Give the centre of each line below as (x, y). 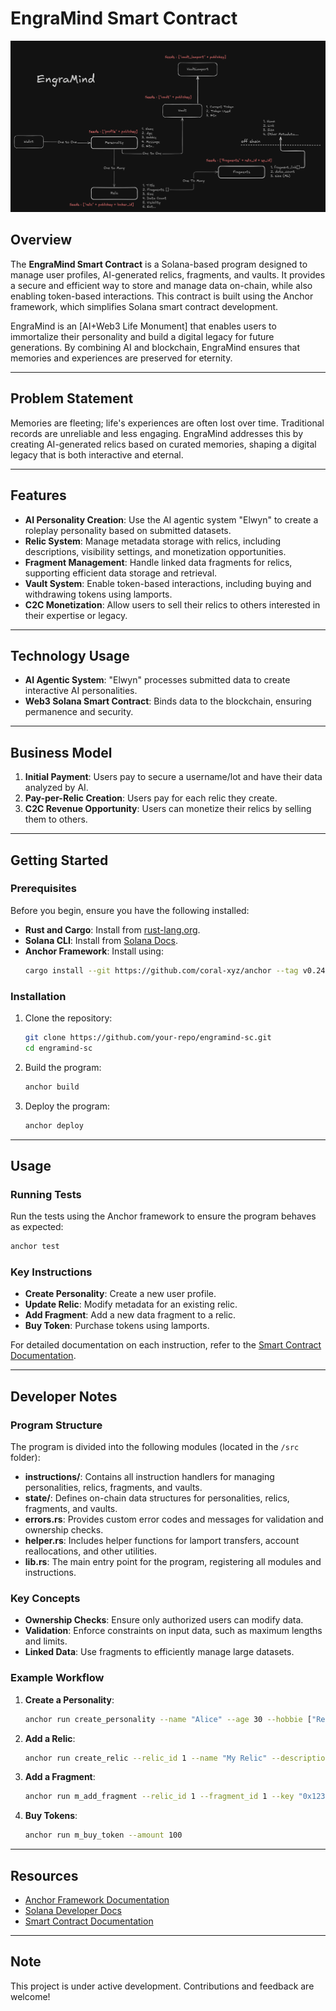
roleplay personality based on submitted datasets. (128, 530)
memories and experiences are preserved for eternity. (121, 358)
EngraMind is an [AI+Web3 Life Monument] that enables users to (143, 326)
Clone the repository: (68, 1018)
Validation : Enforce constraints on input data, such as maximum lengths (173, 1631)
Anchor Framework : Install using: (94, 951)
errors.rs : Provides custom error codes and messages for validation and (174, 1519)
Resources (44, 1875)
